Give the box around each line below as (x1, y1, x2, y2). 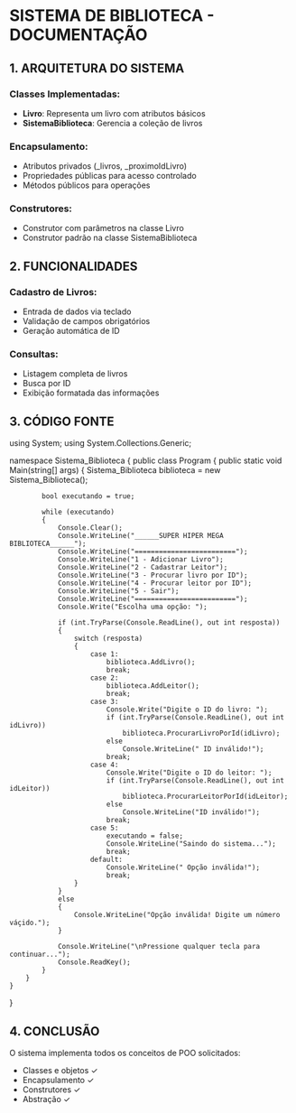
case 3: (89, 697, 119, 707)
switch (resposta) (73, 634, 143, 644)
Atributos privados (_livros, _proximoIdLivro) (22, 161, 188, 172)
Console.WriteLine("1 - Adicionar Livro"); (57, 555, 224, 564)
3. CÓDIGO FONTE (9, 413, 115, 429)
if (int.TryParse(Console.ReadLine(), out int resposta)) (57, 618, 281, 627)
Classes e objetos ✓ (22, 1065, 98, 1076)
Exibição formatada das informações (22, 387, 160, 398)
